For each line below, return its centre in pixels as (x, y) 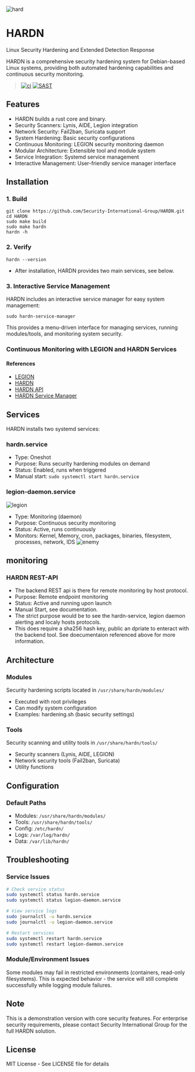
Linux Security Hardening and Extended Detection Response (80, 50)
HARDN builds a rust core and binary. (61, 119)
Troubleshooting (38, 860)
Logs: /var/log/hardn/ (42, 834)
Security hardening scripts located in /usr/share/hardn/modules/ (85, 690)
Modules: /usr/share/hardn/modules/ (60, 815)
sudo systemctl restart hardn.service (54, 938)
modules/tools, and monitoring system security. (65, 334)
